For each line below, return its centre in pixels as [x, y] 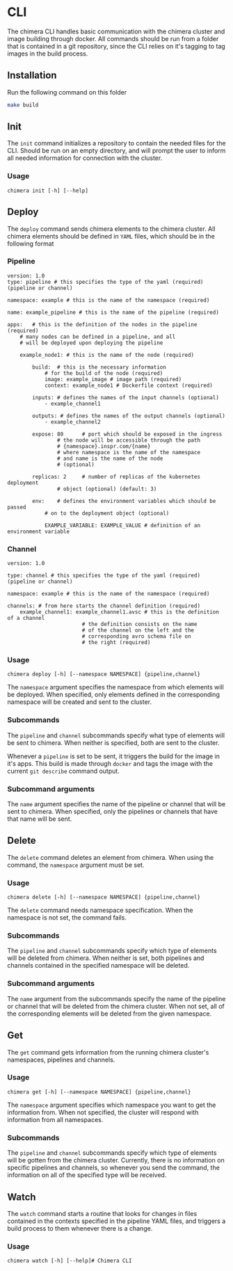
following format [31, 243]
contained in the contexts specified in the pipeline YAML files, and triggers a [116, 1221]
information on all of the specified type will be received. [87, 1175]
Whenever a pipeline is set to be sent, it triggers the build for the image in [114, 756]
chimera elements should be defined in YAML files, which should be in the [111, 236]
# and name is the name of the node [110, 458]
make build [23, 105]
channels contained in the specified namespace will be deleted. [98, 966]
